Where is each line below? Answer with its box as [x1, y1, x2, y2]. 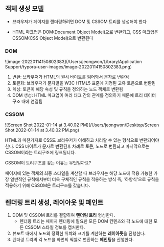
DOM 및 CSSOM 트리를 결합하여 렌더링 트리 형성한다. [12, 212, 115, 218]
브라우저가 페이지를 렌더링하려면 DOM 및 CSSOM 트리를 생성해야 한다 [12, 19, 147, 24]
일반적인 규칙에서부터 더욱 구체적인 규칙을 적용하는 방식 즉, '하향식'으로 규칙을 [10, 177, 159, 182]
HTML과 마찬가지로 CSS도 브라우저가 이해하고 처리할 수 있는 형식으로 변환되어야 [5, 137, 159, 143]
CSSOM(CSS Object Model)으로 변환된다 [12, 35, 94, 41]
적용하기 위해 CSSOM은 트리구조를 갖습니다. [5, 182, 91, 188]
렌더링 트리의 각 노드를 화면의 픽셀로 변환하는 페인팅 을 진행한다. [12, 237, 134, 243]
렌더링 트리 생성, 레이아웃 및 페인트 [5, 198, 104, 206]
